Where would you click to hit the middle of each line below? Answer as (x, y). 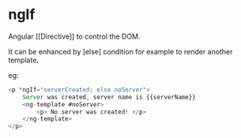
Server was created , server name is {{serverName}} (109, 97)
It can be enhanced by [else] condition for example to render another (120, 51)
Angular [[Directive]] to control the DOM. (74, 36)
